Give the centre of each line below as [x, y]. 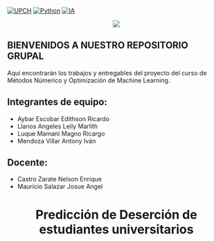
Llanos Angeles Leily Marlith [57, 126]
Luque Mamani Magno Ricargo [61, 133]
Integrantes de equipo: [57, 102]
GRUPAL [26, 56]
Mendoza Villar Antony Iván [56, 141]
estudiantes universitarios [116, 229]
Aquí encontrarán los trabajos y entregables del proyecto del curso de [107, 73]
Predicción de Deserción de [116, 214]
